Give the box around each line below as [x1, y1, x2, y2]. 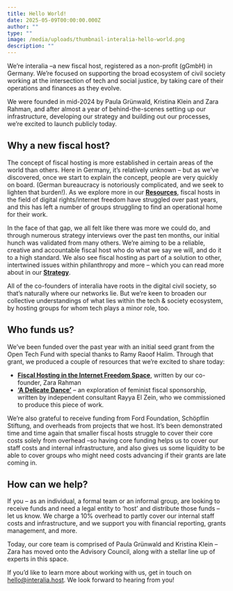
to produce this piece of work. [17, 400, 104, 408]
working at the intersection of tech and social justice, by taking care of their [7, 77, 224, 84]
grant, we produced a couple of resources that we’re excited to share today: [7, 357, 225, 366]
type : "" [7, 29, 33, 37]
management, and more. [7, 527, 78, 535]
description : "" [7, 43, 54, 49]
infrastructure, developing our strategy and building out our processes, [7, 112, 211, 121]
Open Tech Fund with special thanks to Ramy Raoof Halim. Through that [7, 350, 214, 358]
